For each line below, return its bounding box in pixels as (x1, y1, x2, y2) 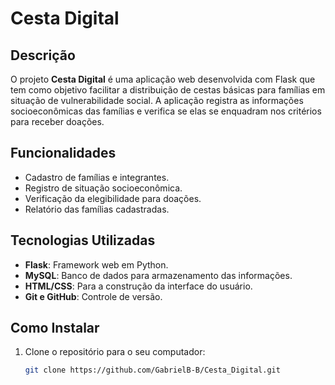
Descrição (10, 47, 76, 64)
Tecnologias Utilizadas (10, 232, 156, 249)
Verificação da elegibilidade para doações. (24, 192, 202, 204)
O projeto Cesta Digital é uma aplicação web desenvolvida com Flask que (10, 73, 316, 85)
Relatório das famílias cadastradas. (24, 203, 170, 215)
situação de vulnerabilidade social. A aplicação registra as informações (10, 95, 304, 106)
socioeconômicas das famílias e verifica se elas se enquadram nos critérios (10, 105, 322, 117)
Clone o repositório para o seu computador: (24, 346, 206, 358)
